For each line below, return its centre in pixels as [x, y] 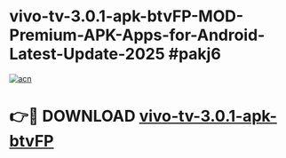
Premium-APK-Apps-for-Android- [137, 35]
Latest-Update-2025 [87, 54]
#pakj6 [195, 54]
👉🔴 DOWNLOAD [72, 116]
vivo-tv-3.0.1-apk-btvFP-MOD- [127, 16]
